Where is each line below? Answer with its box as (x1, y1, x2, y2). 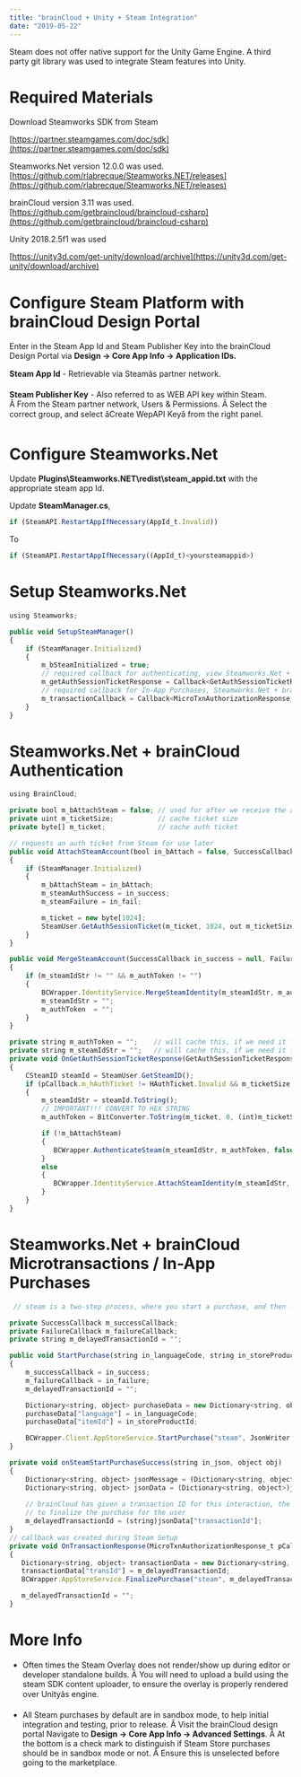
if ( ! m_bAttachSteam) (41, 1129, 123, 1138)
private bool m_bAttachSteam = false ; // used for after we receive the (9, 806, 287, 815)
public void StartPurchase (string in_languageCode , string (9, 1352, 235, 1361)
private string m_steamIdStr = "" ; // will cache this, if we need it (9, 1046, 287, 1055)
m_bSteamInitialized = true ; (41, 661, 150, 670)
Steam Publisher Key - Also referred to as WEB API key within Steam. (9, 390, 267, 400)
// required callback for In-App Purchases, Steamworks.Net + (41, 686, 279, 695)
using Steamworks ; (9, 611, 78, 620)
